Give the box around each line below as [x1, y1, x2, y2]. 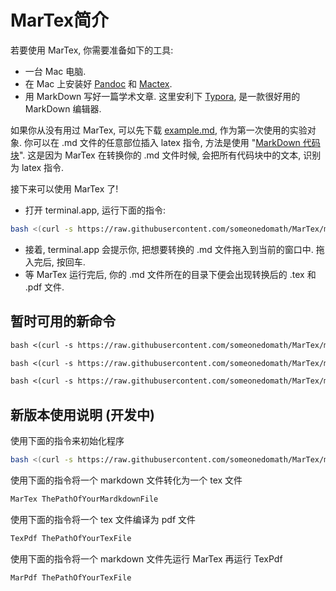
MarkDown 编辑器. [24, 102, 102, 115]
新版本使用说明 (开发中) [10, 406, 155, 423]
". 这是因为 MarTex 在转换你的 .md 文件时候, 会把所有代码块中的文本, [19, 149, 302, 161]
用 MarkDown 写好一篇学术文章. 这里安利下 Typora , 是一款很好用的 [24, 90, 301, 102]
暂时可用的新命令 [10, 313, 116, 330]
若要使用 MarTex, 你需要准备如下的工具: [10, 44, 174, 56]
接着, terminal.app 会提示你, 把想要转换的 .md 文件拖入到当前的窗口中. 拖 [24, 243, 325, 255]
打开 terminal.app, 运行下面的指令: [24, 204, 167, 216]
